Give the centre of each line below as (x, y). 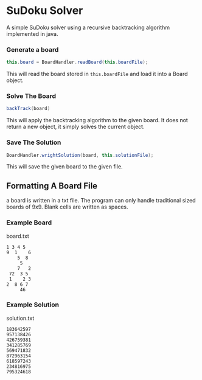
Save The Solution (34, 142)
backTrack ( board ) (28, 109)
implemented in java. (32, 33)
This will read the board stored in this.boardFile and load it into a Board (97, 74)
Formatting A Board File (52, 186)
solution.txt (20, 318)
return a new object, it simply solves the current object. (75, 127)
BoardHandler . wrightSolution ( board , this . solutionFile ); (80, 155)
